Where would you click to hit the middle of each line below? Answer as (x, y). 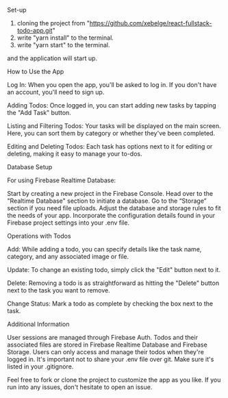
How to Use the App (36, 72)
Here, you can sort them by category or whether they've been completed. (111, 133)
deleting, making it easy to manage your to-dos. (75, 154)
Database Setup (30, 167)
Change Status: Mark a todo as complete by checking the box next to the (110, 303)
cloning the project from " (53, 23)
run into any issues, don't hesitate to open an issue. (80, 387)
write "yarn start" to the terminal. (63, 45)
